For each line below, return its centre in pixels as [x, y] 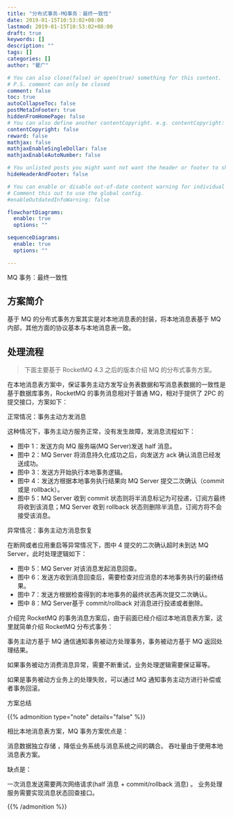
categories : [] [29, 59]
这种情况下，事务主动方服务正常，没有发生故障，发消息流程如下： [101, 432]
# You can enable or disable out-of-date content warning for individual [116, 187]
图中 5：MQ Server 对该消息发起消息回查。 [79, 568]
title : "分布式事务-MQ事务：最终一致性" [60, 14]
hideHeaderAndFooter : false [48, 174]
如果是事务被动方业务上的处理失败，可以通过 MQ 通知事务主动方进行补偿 [111, 680]
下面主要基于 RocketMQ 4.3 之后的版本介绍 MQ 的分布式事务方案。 [120, 370]
